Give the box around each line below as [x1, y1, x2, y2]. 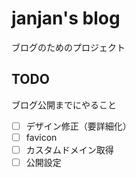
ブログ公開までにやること [11, 98, 117, 111]
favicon [25, 131, 58, 143]
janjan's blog [11, 7, 121, 30]
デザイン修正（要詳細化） [25, 120, 132, 132]
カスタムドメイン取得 [25, 143, 114, 156]
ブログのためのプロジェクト [11, 41, 126, 53]
